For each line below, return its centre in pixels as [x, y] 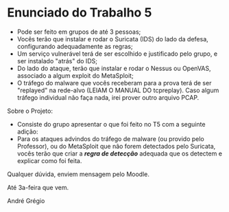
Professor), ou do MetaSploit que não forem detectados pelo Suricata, [116, 146]
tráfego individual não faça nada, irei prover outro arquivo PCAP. [108, 97]
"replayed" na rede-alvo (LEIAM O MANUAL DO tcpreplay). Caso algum [118, 90]
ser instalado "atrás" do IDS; [57, 61]
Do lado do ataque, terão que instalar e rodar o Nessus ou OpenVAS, [114, 68]
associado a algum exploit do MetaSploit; [75, 75]
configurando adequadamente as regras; [75, 46]
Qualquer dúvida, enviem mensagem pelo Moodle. [78, 174]
